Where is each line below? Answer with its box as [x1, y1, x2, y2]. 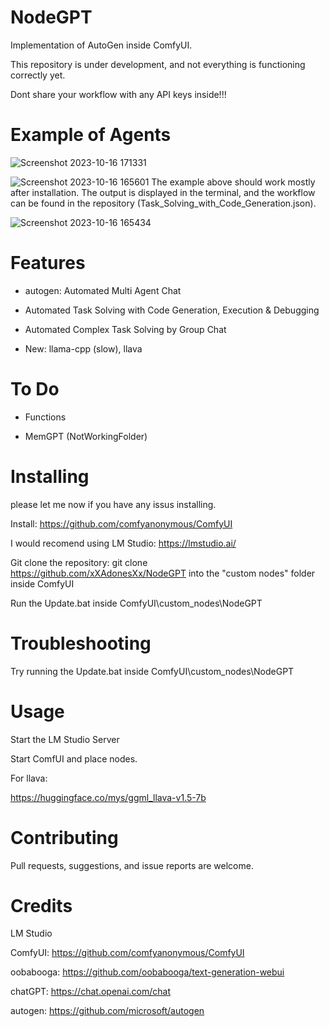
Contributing [10, 826, 119, 849]
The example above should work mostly [151, 176, 316, 188]
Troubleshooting [10, 632, 152, 655]
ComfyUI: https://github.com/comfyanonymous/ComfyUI [10, 947, 245, 959]
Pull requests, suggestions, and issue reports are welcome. [10, 859, 254, 871]
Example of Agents [10, 124, 172, 146]
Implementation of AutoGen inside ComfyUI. [10, 39, 193, 51]
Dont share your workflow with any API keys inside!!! [10, 88, 227, 100]
